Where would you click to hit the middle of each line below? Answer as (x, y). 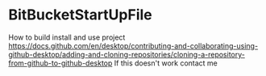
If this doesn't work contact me (166, 63)
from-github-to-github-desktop (60, 63)
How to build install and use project (67, 37)
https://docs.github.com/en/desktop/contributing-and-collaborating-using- (133, 45)
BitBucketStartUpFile (81, 15)
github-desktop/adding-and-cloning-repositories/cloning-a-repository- (127, 54)
